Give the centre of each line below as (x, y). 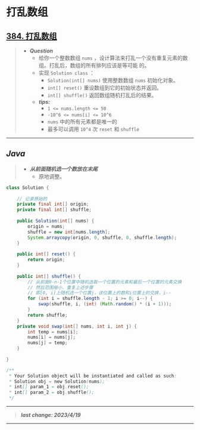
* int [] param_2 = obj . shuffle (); (51, 392)
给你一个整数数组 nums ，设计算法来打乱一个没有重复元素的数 (113, 58)
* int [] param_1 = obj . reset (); (49, 387)
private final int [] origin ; (53, 204)
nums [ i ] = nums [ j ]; (52, 338)
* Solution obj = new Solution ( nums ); (57, 381)
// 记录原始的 (32, 199)
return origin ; (46, 260)
